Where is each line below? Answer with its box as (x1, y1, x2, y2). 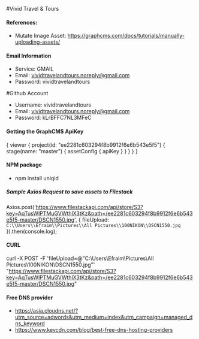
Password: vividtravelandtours (14, 78, 91, 86)
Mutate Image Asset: (14, 32, 67, 40)
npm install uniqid (14, 174, 59, 181)
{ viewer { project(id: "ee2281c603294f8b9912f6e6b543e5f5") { (6, 141, 165, 149)
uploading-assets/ (14, 38, 61, 46)
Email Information (6, 52, 52, 59)
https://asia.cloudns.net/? (14, 307, 79, 314)
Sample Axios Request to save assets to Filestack (6, 188, 133, 195)
